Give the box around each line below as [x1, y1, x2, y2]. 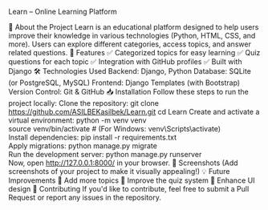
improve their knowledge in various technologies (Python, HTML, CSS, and [8, 31, 256, 40]
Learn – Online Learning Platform [8, 7, 118, 16]
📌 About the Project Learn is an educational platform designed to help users [8, 22, 259, 31]
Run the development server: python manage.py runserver [8, 150, 202, 159]
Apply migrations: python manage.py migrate [8, 141, 158, 151]
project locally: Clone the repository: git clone [8, 99, 159, 107]
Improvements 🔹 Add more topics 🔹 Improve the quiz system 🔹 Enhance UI [8, 176, 255, 185]
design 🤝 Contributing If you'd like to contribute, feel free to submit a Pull [8, 184, 250, 193]
